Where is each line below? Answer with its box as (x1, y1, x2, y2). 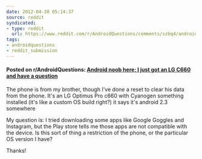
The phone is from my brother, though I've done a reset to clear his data (6, 85, 185, 93)
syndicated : (6, 20, 36, 26)
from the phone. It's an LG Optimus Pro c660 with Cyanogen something (6, 92, 184, 99)
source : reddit (6, 14, 44, 20)
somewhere (6, 105, 36, 112)
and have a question (6, 72, 58, 79)
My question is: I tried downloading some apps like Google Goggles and (6, 116, 185, 123)
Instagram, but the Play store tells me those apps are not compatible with (6, 123, 188, 130)
